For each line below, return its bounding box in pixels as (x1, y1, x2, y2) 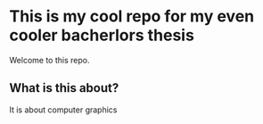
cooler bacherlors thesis (9, 25, 194, 45)
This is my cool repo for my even (9, 6, 255, 27)
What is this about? (9, 80, 119, 95)
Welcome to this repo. (9, 54, 90, 65)
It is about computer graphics (9, 104, 118, 115)
